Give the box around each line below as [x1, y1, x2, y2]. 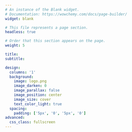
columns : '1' [9, 69, 36, 75]
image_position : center [14, 92, 62, 97]
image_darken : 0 [14, 84, 47, 88]
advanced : [5, 115, 25, 120]
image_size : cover [14, 97, 51, 102]
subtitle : [5, 56, 25, 61]
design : [5, 65, 21, 70]
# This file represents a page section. [5, 25, 89, 30]
